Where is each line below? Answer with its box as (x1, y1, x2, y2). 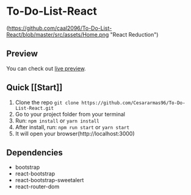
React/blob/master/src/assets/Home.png (6, 30, 109, 38)
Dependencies (6, 147, 63, 158)
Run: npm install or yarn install (15, 117, 99, 124)
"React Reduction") (110, 30, 159, 38)
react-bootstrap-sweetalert (15, 177, 84, 184)
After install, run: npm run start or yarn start (15, 123, 130, 130)
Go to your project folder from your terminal (15, 110, 125, 118)
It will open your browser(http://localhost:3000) (15, 130, 135, 137)
